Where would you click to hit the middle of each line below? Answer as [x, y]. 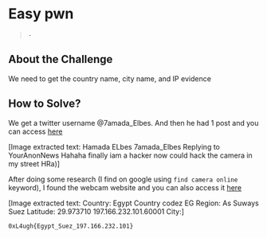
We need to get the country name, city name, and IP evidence [110, 78]
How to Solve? [45, 104]
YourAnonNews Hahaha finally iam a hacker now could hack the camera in [130, 155]
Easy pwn [41, 14]
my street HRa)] [34, 163]
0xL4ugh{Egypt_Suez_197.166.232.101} [71, 226]
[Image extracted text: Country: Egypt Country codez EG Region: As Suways [133, 203]
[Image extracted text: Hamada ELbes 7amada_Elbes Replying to [114, 146]
